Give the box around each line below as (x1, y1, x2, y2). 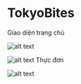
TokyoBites (7, 5, 75, 21)
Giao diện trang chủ (7, 28, 65, 37)
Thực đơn (35, 55, 64, 64)
